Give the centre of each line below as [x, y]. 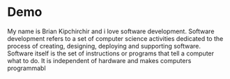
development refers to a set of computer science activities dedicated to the [115, 38]
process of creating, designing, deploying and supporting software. [104, 46]
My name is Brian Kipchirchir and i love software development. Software [111, 31]
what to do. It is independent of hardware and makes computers [99, 60]
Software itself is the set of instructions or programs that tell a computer [111, 53]
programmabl [27, 68]
